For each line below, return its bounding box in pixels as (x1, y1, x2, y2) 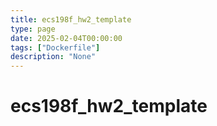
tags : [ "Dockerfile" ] (10, 42, 101, 53)
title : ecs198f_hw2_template (10, 14, 132, 25)
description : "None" (10, 52, 97, 62)
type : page (10, 24, 56, 34)
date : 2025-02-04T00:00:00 (10, 33, 123, 43)
